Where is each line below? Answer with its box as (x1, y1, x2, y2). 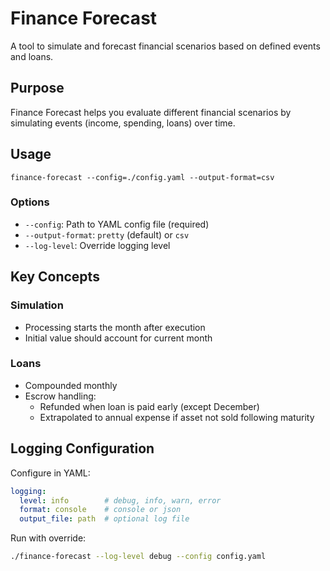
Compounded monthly (24, 379, 118, 391)
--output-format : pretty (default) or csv (24, 228, 190, 241)
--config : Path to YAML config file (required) (24, 218, 210, 230)
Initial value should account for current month (24, 332, 213, 344)
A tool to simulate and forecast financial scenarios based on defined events (10, 40, 321, 52)
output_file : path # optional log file (19, 514, 190, 524)
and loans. (10, 50, 54, 62)
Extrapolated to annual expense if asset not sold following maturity (39, 411, 315, 423)
